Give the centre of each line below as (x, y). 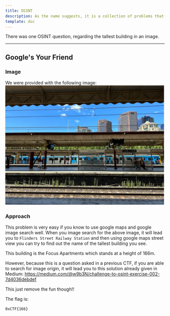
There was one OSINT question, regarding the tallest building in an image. (82, 37)
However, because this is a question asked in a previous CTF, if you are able (85, 263)
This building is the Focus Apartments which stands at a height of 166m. (80, 254)
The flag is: (17, 299)
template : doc (20, 21)
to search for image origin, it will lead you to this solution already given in (81, 269)
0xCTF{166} (17, 309)
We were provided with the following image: (51, 83)
